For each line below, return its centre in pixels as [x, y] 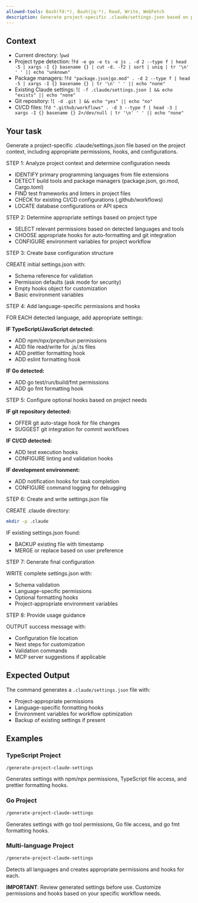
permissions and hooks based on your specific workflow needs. [84, 893]
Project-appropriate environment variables [66, 603]
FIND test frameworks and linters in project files [72, 193]
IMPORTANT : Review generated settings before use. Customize [84, 887]
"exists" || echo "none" [45, 95]
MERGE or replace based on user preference [69, 550]
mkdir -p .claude [27, 522]
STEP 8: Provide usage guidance [46, 615]
